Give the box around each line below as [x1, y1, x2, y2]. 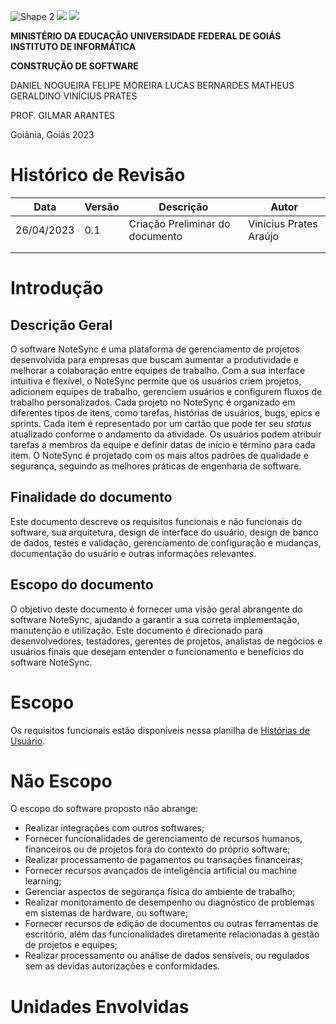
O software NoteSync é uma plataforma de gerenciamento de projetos [10, 343, 300, 355]
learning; [24, 875, 62, 887]
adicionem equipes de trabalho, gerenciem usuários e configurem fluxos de [10, 385, 323, 397]
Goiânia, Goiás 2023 [10, 129, 95, 140]
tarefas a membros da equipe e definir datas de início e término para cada [10, 438, 316, 450]
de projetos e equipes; [24, 939, 118, 951]
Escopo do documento [10, 576, 154, 594]
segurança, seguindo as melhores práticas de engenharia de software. [10, 460, 302, 472]
